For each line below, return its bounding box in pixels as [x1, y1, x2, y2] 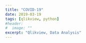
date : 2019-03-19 [5, 12, 41, 17]
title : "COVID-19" [5, 7, 43, 12]
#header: [5, 21, 23, 26]
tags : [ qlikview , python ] [5, 16, 59, 21]
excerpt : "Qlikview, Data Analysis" [5, 30, 81, 35]
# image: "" [5, 26, 32, 31]
